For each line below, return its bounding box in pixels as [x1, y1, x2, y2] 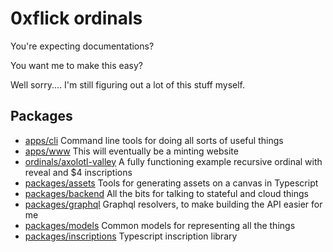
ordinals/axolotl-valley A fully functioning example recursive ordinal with [24, 155, 323, 167]
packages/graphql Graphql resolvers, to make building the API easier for [24, 198, 323, 210]
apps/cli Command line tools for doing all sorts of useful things [24, 134, 284, 146]
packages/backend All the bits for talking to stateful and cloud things [24, 187, 309, 199]
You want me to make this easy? [10, 59, 144, 71]
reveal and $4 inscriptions [24, 166, 133, 178]
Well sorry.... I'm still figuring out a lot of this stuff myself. [10, 78, 245, 91]
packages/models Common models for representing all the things [24, 219, 296, 231]
